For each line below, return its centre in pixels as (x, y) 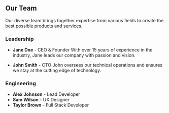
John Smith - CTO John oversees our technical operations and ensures (88, 65)
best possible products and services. (44, 26)
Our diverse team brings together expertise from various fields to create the (84, 20)
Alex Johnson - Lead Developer (46, 94)
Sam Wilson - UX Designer (41, 100)
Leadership (20, 39)
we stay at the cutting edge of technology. (57, 71)
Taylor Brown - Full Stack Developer (51, 105)
